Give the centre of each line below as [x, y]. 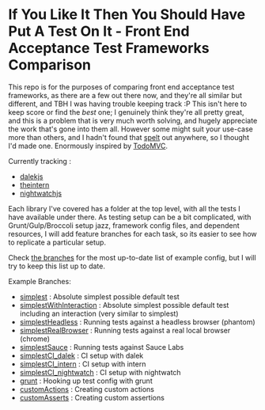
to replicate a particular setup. [57, 242]
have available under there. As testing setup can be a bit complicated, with [130, 217]
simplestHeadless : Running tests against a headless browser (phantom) [137, 321]
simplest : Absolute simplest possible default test [99, 296]
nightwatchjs [40, 193]
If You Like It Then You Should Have [127, 15]
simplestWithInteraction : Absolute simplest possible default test [124, 305]
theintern [34, 184]
